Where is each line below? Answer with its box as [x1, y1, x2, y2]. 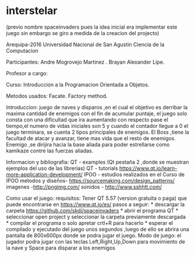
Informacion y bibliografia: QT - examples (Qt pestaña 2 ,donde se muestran [6, 158, 189, 165]
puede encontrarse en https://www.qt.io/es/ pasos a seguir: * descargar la [6, 200, 185, 208]
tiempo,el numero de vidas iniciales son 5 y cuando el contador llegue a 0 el [6, 122, 189, 129]
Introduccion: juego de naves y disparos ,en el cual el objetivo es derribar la [6, 103, 188, 110]
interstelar [6, 4, 58, 18]
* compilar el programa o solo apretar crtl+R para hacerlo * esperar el [6, 219, 173, 226]
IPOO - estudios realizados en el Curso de [84, 171, 185, 178]
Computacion [6, 47, 39, 54]
